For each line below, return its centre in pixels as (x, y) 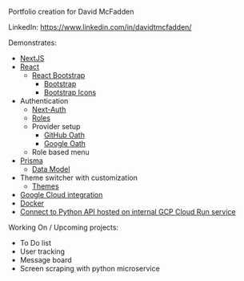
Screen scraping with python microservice (90, 269)
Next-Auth (49, 109)
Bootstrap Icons (70, 92)
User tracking (42, 251)
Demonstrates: (33, 43)
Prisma (32, 161)
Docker (32, 203)
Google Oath (65, 143)
